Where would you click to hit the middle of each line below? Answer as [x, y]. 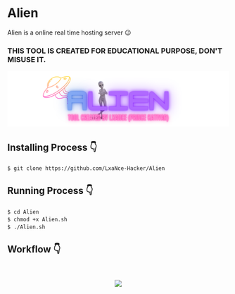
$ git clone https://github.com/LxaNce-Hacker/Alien [86, 169]
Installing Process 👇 [52, 147]
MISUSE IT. [27, 59]
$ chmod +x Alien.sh [38, 219]
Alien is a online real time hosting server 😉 [69, 32]
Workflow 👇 [34, 249]
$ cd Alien [23, 212]
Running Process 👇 [50, 191]
